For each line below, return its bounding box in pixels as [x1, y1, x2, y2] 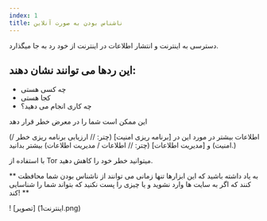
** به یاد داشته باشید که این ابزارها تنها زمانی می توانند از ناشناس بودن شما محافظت [9, 171, 259, 181]
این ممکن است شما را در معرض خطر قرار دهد [9, 116, 148, 127]
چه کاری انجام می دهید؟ [20, 101, 92, 111]
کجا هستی [20, 93, 51, 103]
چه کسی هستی [20, 85, 67, 94]
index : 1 [9, 11, 38, 20]
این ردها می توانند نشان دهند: [9, 63, 137, 77]
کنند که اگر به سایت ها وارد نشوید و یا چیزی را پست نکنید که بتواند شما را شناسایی [9, 180, 251, 189]
